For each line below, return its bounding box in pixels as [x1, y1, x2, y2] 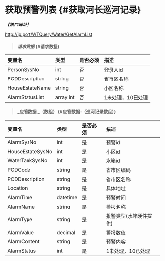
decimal [56, 229, 75, 236]
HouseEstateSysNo [7, 148, 53, 155]
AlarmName [7, 203, 35, 210]
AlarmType [7, 216, 33, 223]
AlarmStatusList [7, 94, 44, 101]
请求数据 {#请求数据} [17, 43, 60, 49]
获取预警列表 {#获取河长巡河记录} [5, 4, 141, 16]
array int [55, 94, 75, 101]
